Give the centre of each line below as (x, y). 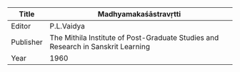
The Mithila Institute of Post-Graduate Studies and (134, 37)
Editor (21, 26)
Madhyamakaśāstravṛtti (139, 14)
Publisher (27, 42)
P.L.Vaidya (67, 26)
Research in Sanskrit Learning (100, 47)
